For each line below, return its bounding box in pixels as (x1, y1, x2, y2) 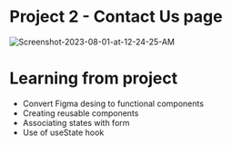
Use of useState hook (22, 127, 105, 138)
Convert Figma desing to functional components (22, 98, 205, 109)
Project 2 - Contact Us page (9, 6, 223, 27)
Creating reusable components (22, 107, 139, 119)
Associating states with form (22, 117, 130, 128)
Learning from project (9, 68, 178, 89)
